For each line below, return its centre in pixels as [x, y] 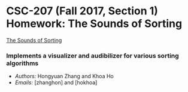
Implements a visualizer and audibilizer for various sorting [93, 56]
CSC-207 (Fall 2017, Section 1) [82, 11]
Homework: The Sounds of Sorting [94, 24]
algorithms [22, 63]
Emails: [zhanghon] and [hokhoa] [56, 82]
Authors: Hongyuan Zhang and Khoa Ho [64, 76]
